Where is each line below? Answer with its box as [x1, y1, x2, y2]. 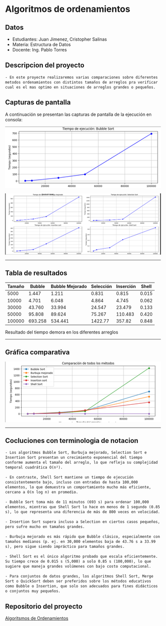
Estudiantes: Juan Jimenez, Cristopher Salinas [12, 36, 107, 42]
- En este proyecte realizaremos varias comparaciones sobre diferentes [5, 75, 158, 80]
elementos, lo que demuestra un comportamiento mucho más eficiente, [5, 485, 152, 490]
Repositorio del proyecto [5, 602, 83, 611]
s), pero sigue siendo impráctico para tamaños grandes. [5, 544, 125, 549]
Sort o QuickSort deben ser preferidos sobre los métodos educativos [5, 579, 152, 584]
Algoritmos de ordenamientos [5, 3, 130, 15]
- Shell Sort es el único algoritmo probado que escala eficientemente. [5, 554, 158, 559]
